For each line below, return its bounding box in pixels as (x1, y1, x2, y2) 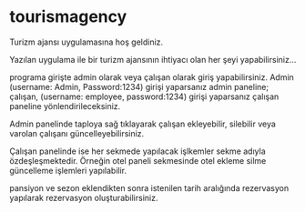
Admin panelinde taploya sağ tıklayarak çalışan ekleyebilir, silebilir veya (9, 118, 276, 129)
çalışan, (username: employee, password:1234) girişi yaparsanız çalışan (9, 91, 280, 102)
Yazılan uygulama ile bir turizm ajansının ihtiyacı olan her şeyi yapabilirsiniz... (9, 54, 297, 65)
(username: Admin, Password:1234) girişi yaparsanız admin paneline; (9, 81, 269, 92)
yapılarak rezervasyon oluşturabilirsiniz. (9, 192, 158, 203)
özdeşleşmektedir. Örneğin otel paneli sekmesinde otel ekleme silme (9, 155, 267, 166)
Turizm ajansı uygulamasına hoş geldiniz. (9, 36, 164, 47)
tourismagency (9, 6, 127, 27)
